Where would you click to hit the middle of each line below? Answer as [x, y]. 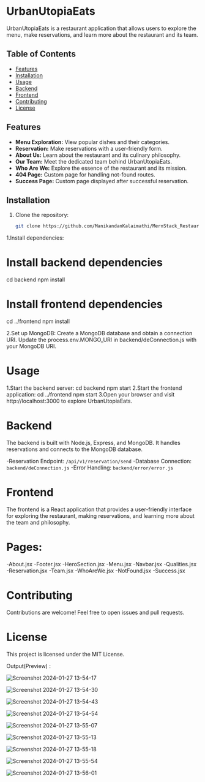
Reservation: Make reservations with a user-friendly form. [89, 148]
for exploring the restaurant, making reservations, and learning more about [100, 515]
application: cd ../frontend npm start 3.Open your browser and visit [91, 395]
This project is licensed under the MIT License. [65, 654]
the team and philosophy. [38, 522]
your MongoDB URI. [32, 346]
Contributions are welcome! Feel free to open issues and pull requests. [95, 612]
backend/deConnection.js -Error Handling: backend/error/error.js [90, 468]
